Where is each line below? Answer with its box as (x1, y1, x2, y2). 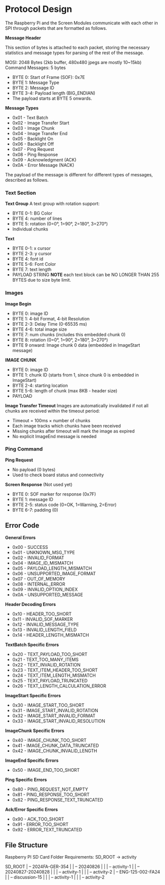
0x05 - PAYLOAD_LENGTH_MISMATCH (12, 565, 92, 571)
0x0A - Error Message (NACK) (12, 162, 75, 168)
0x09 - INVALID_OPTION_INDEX (12, 586, 78, 592)
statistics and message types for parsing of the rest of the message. (5, 50, 144, 56)
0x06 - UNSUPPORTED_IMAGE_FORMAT (12, 570, 96, 577)
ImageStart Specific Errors (5, 692, 61, 698)
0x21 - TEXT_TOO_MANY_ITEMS (12, 657, 79, 663)
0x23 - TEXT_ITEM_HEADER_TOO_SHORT (12, 667, 98, 673)
